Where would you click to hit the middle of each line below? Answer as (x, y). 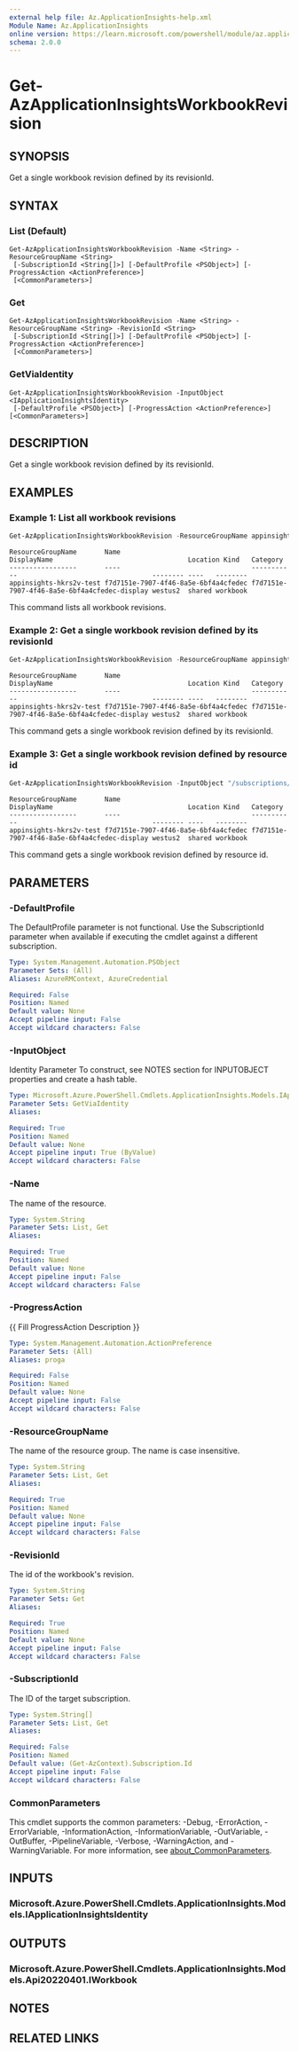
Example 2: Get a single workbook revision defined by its (134, 630)
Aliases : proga (37, 1360)
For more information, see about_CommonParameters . (173, 1851)
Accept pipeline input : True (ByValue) (83, 1153)
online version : (39, 34)
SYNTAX (34, 205)
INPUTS (31, 1879)
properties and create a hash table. (73, 1080)
